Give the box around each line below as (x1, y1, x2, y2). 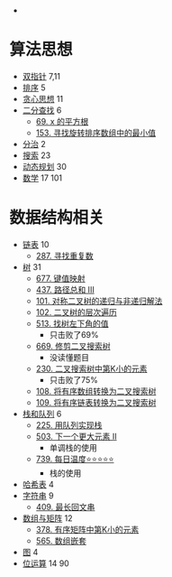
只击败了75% (49, 374, 99, 385)
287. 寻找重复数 (35, 250, 94, 261)
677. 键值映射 (35, 273, 86, 284)
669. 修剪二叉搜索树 (35, 340, 111, 351)
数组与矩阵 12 (22, 512, 73, 524)
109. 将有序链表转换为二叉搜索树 (35, 396, 157, 407)
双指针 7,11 (22, 70, 61, 81)
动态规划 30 (22, 161, 68, 172)
